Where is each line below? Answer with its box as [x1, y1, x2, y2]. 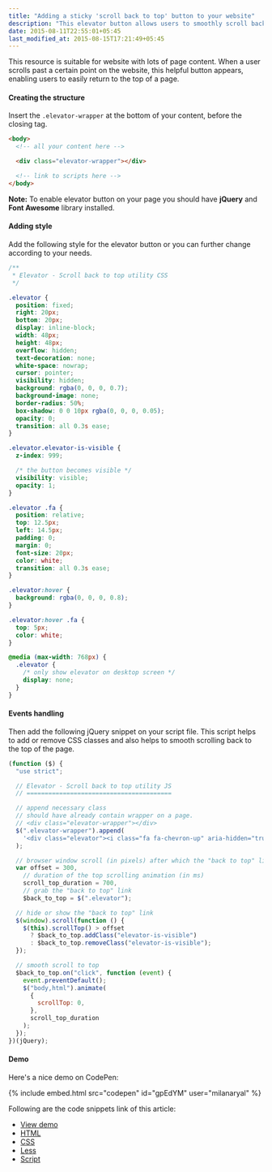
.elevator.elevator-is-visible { [8, 444, 121, 452]
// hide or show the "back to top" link [15, 909, 154, 917]
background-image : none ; [15, 391, 100, 400]
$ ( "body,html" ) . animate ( [23, 984, 107, 992]
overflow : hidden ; [15, 346, 79, 354]
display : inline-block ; [15, 324, 96, 332]
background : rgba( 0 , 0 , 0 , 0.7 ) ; [15, 384, 129, 392]
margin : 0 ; [15, 541, 53, 549]
